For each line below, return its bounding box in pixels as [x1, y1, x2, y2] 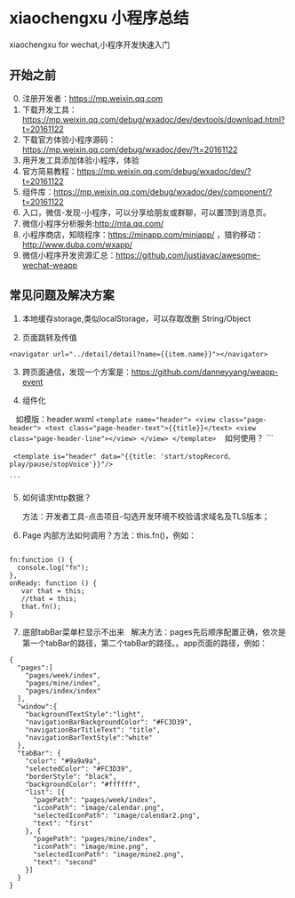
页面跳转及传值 [21, 332, 77, 342]
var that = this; [20, 586, 86, 596]
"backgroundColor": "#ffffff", [25, 780, 141, 789]
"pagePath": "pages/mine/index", [32, 834, 157, 843]
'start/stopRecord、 [160, 452, 235, 461]
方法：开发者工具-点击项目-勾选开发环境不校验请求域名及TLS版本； [21, 510, 270, 521]
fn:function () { [9, 555, 74, 565]
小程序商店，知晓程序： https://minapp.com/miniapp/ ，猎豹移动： [21, 229, 264, 240]
